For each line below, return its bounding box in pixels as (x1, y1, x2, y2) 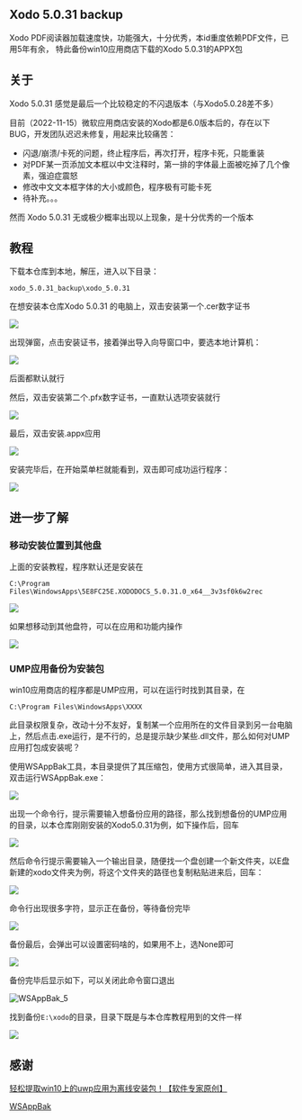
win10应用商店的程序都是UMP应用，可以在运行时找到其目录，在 (9, 684, 245, 696)
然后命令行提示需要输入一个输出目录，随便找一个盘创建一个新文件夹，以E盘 (9, 855, 290, 867)
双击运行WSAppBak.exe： (9, 772, 106, 783)
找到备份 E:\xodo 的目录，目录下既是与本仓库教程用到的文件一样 (9, 1012, 243, 1023)
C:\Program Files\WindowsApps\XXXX (9, 702, 143, 712)
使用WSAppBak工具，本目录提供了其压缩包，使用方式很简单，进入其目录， (9, 761, 288, 772)
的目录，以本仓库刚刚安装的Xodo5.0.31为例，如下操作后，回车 (9, 819, 240, 831)
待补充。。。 (22, 193, 63, 203)
